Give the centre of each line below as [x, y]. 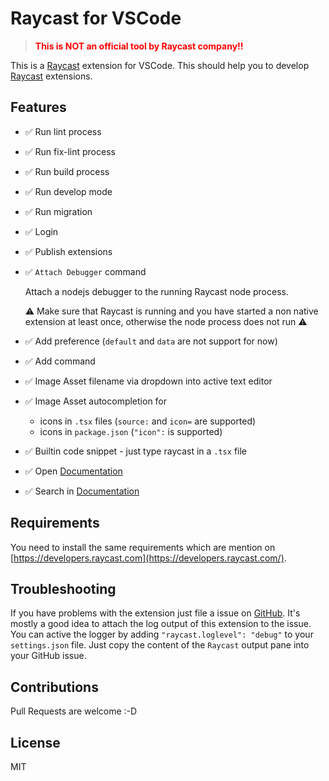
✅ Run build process [67, 171]
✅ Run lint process [63, 131]
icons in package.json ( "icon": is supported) [131, 431]
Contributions [54, 687]
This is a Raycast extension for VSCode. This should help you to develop [160, 65]
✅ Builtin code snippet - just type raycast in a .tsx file [135, 451]
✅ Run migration [58, 211]
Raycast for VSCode [96, 18]
